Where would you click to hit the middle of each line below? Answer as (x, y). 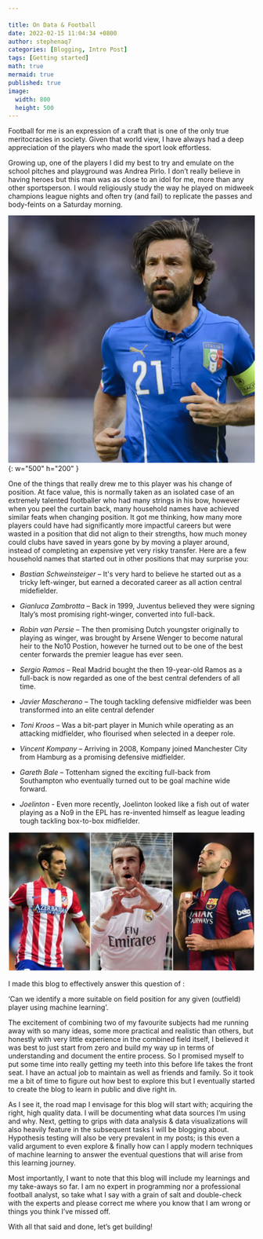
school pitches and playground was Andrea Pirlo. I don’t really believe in (124, 171)
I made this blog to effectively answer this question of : (97, 983)
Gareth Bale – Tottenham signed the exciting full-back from (115, 773)
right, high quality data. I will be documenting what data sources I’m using (127, 1113)
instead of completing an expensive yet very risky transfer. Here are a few (127, 550)
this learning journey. (42, 1163)
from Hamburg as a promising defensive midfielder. (102, 757)
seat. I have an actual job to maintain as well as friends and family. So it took (131, 1073)
